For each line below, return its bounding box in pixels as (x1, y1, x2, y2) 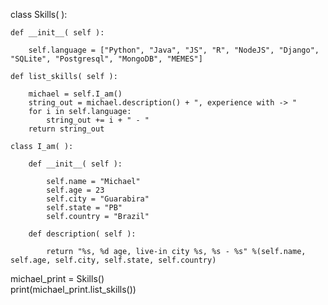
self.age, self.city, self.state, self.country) (10, 255, 217, 265)
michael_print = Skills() (10, 273, 105, 284)
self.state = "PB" (46, 203, 123, 213)
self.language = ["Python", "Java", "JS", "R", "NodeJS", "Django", (28, 45, 320, 55)
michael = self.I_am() (28, 89, 123, 99)
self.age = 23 (46, 185, 105, 195)
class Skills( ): (10, 9, 68, 20)
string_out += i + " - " (46, 115, 150, 125)
